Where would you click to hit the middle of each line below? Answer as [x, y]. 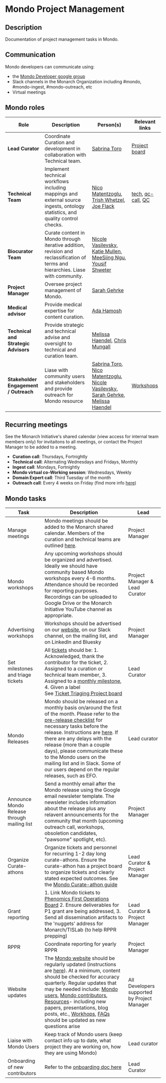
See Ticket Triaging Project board [83, 693]
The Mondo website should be [80, 958]
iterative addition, [64, 245]
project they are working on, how [83, 1047]
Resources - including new [75, 1002]
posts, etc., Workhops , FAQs [77, 1014]
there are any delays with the [78, 738]
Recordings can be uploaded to [81, 597]
